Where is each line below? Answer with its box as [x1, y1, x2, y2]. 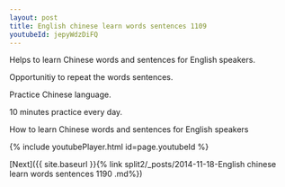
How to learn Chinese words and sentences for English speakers [9, 124, 249, 135]
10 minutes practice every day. [9, 107, 123, 118]
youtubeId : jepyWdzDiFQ [9, 30, 99, 39]
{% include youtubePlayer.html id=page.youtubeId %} [9, 141, 209, 153]
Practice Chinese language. [9, 89, 111, 100]
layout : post [9, 13, 58, 22]
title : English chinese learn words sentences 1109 [9, 22, 207, 31]
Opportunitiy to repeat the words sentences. [9, 72, 174, 83]
